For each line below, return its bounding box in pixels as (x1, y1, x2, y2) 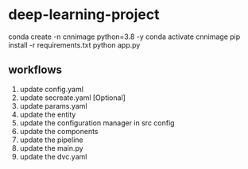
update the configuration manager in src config (19, 117, 175, 128)
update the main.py (19, 143, 83, 152)
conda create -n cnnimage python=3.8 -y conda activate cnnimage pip (8, 32, 241, 41)
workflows (8, 63, 62, 77)
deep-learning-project (8, 6, 160, 24)
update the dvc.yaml (19, 152, 87, 161)
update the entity (19, 109, 76, 119)
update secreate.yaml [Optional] (19, 93, 126, 102)
